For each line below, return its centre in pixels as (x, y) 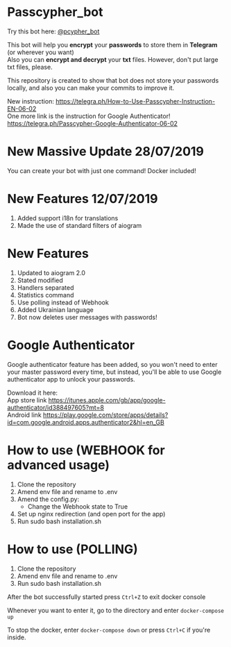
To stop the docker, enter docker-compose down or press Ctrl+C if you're (109, 630)
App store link (27, 400)
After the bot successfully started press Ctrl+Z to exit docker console (106, 597)
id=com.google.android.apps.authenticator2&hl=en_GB (86, 422)
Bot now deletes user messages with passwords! (87, 317)
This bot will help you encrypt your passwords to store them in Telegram (112, 44)
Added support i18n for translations (68, 218)
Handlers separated (45, 287)
